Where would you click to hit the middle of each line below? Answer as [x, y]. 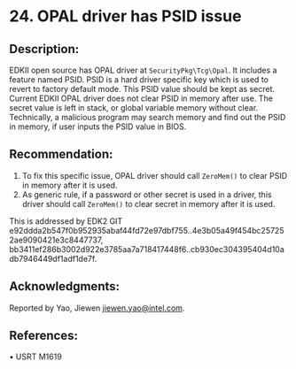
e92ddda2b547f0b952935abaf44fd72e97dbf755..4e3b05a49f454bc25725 [147, 230]
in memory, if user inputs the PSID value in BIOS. [98, 127]
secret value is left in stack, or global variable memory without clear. [134, 108]
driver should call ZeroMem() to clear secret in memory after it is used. [148, 204]
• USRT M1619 [35, 357]
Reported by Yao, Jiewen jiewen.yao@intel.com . [97, 308]
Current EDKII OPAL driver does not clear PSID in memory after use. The [141, 98]
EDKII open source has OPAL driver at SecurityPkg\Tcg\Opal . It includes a [143, 70]
